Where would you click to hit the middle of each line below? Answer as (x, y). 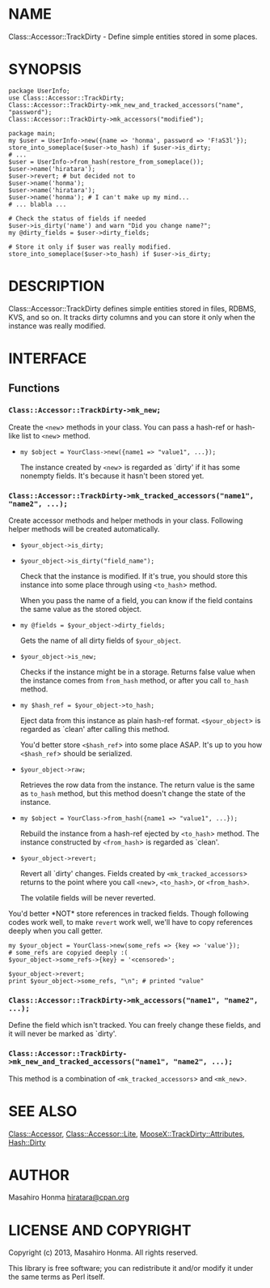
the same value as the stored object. (81, 609)
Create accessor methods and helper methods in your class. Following (126, 520)
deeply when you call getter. (56, 931)
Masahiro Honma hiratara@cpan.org (69, 1197)
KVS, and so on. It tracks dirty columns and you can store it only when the (132, 317)
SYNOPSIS (45, 69)
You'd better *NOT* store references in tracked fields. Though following (129, 914)
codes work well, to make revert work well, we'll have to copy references (131, 922)
